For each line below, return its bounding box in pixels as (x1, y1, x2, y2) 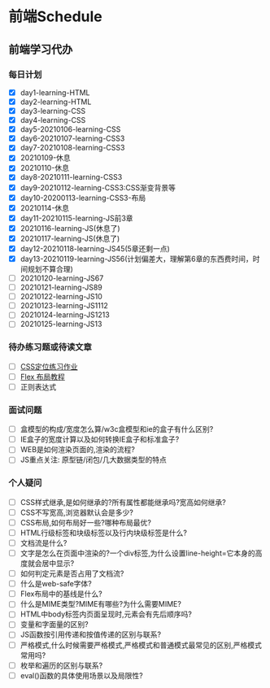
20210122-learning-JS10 (20, 292, 103, 302)
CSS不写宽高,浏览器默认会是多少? (20, 507, 134, 517)
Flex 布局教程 (20, 372, 65, 381)
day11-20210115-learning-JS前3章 (20, 213, 133, 223)
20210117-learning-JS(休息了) (20, 233, 120, 243)
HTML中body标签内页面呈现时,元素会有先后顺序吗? (20, 609, 193, 619)
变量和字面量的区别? (20, 620, 89, 629)
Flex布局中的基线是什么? (20, 589, 103, 599)
